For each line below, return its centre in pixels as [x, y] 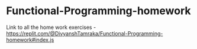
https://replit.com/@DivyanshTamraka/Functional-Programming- [85, 33]
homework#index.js [30, 40]
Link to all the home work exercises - [51, 27]
